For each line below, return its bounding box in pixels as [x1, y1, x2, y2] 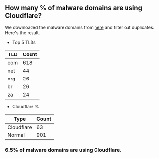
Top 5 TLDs [12, 39, 36, 45]
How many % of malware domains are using [5, 4, 143, 12]
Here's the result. [5, 29, 40, 36]
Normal [7, 132, 25, 138]
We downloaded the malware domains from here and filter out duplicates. [5, 25, 155, 30]
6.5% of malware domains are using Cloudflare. [5, 146, 122, 153]
